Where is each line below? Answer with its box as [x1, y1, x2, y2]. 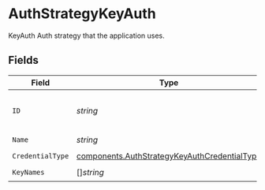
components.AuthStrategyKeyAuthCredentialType [76, 151, 262, 162]
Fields [8, 54, 39, 67]
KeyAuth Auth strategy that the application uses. [8, 31, 166, 40]
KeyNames [12, 168, 45, 177]
